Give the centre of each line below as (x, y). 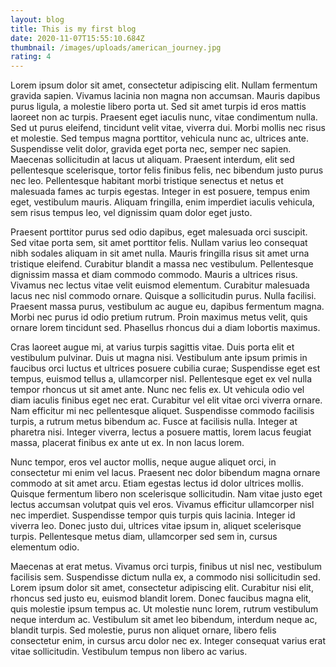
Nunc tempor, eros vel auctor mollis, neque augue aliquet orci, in (143, 462)
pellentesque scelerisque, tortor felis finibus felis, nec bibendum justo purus (167, 170)
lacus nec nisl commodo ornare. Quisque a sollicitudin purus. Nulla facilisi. (163, 296)
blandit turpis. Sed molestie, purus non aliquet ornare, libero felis (143, 630)
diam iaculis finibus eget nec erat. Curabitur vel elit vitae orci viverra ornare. (166, 400)
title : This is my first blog (73, 29)
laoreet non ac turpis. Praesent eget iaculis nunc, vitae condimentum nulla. (164, 117)
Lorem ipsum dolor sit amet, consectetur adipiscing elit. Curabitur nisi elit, (162, 588)
